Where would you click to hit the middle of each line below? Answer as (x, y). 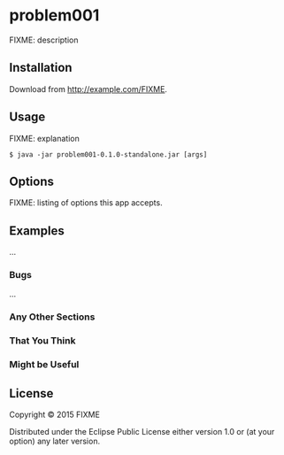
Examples (37, 231)
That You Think (42, 341)
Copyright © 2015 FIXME (54, 415)
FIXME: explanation (44, 138)
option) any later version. (54, 441)
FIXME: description (44, 40)
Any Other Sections (52, 317)
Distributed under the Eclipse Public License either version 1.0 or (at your (142, 432)
